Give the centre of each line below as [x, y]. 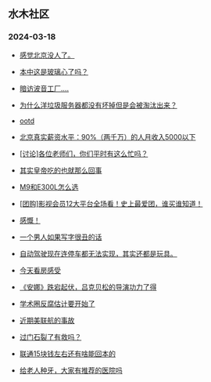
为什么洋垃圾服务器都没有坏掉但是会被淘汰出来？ [98, 105]
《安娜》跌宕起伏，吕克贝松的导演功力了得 [88, 287]
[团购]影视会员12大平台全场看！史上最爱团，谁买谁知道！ [111, 203]
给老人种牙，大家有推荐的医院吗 [71, 370]
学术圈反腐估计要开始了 [57, 304]
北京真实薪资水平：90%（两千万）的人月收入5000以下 [107, 136]
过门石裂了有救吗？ [50, 337]
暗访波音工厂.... [44, 88]
